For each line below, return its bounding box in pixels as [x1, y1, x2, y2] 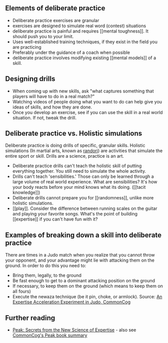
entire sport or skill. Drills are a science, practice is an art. [5, 153, 124, 159]
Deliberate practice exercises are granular [12, 17, 99, 23]
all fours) [12, 288, 31, 294]
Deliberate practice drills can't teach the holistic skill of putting [12, 163, 142, 169]
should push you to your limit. [12, 33, 74, 39]
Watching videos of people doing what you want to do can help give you [12, 98, 162, 104]
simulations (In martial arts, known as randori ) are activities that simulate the [5, 148, 163, 154]
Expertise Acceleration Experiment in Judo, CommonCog [12, 299, 131, 305]
